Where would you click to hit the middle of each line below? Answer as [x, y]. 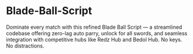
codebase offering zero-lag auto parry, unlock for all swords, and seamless [97, 33]
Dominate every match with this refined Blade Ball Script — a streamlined [94, 27]
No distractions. [25, 46]
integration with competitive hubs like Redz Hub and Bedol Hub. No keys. [94, 39]
